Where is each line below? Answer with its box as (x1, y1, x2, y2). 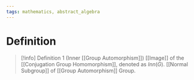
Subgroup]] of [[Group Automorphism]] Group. (20, 67, 136, 74)
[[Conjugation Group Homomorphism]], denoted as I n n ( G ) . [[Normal (20, 60, 188, 67)
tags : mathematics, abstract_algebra (6, 8, 100, 15)
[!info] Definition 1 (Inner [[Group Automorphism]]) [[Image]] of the (20, 54, 184, 61)
